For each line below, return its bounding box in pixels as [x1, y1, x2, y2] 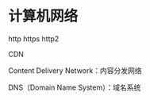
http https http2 [8, 33, 60, 44]
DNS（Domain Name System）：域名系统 [8, 83, 141, 92]
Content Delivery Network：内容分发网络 [8, 65, 142, 75]
